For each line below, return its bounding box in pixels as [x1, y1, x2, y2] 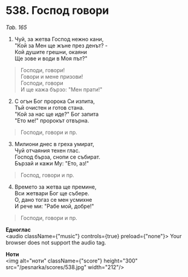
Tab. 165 [5, 24, 27, 31]
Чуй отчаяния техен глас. [14, 147, 80, 154]
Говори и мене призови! [20, 73, 83, 80]
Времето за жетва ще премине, [14, 183, 97, 190]
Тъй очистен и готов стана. [14, 104, 85, 111]
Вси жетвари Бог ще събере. [14, 189, 89, 197]
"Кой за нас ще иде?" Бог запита [14, 110, 99, 118]
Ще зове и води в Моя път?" [14, 55, 88, 62]
